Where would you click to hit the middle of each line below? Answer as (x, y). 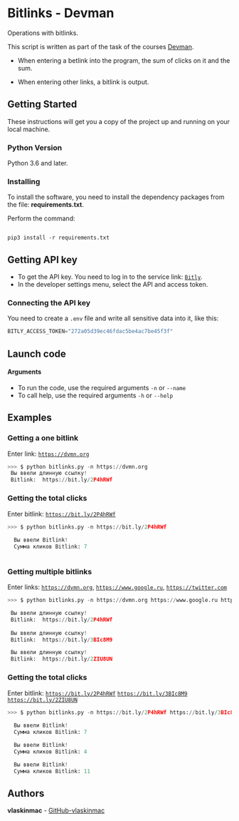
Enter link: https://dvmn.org (48, 454)
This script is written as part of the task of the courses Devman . (101, 46)
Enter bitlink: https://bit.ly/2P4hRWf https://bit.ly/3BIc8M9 (97, 693)
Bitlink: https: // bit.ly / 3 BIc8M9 (62, 640)
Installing (24, 181)
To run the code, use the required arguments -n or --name (102, 387)
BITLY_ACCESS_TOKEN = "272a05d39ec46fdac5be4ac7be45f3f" (90, 332)
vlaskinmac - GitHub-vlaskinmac (56, 810)
